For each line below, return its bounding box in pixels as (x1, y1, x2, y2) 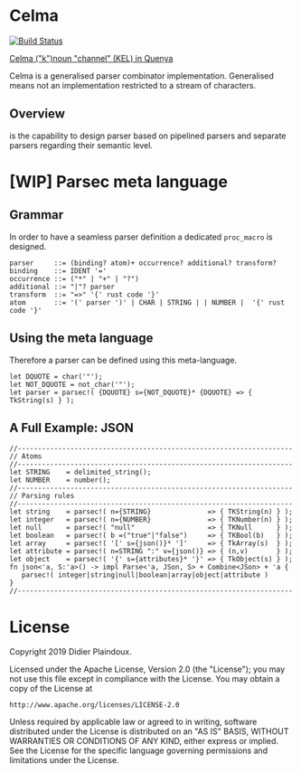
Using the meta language (9, 331, 154, 346)
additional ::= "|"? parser (9, 282, 116, 291)
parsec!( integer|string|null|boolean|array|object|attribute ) (21, 570, 269, 580)
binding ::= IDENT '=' (9, 266, 107, 276)
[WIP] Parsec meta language (9, 171, 229, 192)
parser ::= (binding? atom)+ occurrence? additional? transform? (9, 259, 277, 268)
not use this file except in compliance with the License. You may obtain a (9, 674, 280, 684)
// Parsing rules (9, 492, 75, 501)
